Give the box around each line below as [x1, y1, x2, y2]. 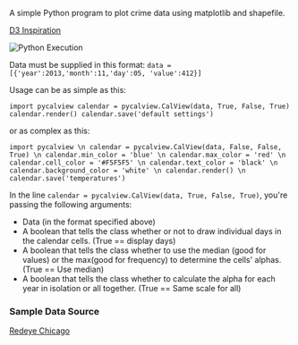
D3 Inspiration [9, 25, 61, 35]
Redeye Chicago [9, 325, 70, 336]
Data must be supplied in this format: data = [9, 60, 172, 70]
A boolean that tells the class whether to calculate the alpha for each [21, 273, 276, 284]
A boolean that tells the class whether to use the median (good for [21, 245, 267, 256]
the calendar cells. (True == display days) [21, 236, 176, 246]
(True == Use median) [21, 264, 105, 274]
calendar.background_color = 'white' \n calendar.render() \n [9, 166, 246, 175]
